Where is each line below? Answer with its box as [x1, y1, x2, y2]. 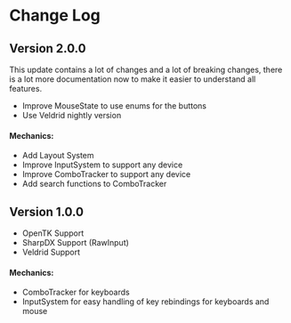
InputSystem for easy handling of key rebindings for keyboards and [21, 296, 270, 307]
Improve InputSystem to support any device [21, 159, 183, 170]
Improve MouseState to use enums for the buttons [21, 101, 207, 111]
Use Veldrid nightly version [21, 110, 122, 120]
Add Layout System [21, 150, 95, 161]
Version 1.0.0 [9, 204, 85, 219]
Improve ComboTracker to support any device [21, 169, 191, 180]
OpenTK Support [21, 228, 85, 238]
